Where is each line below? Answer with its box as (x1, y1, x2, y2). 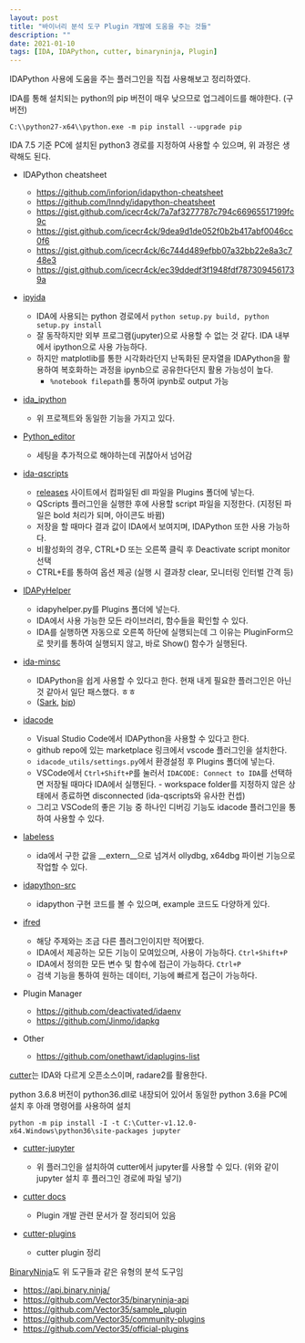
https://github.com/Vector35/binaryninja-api (22, 1295, 189, 1306)
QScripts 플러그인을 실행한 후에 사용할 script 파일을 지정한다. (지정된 (36, 498, 282, 509)
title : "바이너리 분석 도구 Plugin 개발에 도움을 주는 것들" (9, 22, 212, 31)
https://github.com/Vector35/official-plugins (22, 1324, 189, 1335)
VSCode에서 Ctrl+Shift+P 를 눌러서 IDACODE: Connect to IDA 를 (36, 767, 269, 778)
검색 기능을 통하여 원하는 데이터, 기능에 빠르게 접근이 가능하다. (36, 970, 258, 981)
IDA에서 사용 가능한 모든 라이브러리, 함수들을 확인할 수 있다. (36, 615, 249, 626)
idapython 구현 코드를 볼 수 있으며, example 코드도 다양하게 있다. (36, 899, 270, 910)
